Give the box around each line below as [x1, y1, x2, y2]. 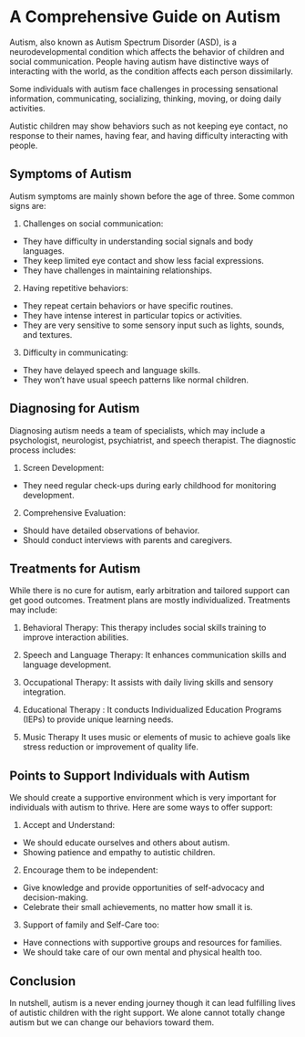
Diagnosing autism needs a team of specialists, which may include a [9, 424, 266, 435]
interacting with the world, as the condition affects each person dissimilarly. [9, 66, 293, 77]
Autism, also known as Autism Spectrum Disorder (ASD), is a [9, 37, 237, 47]
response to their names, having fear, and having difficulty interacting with [9, 130, 289, 141]
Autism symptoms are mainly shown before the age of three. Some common [9, 190, 296, 202]
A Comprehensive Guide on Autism [9, 6, 281, 27]
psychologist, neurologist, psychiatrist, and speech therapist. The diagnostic [9, 435, 297, 445]
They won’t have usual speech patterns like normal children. [22, 374, 249, 385]
